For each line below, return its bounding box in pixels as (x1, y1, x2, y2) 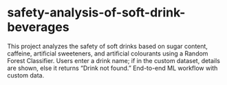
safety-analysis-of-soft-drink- (7, 5, 186, 21)
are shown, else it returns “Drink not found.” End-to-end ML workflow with (7, 64, 218, 72)
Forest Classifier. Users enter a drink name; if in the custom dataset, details (7, 56, 220, 64)
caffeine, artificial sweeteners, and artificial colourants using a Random (7, 49, 208, 58)
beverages (7, 19, 70, 35)
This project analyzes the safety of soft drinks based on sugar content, (7, 42, 208, 50)
